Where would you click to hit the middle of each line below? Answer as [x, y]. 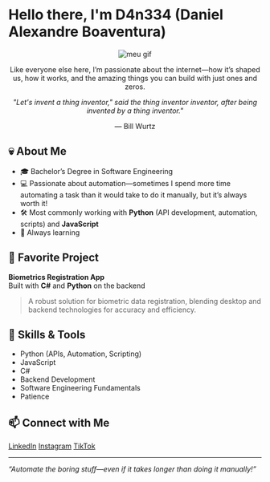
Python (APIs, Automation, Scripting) [81, 354]
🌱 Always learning [50, 232]
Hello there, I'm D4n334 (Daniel [116, 15]
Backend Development [57, 379]
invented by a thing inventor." [135, 111]
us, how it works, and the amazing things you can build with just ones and [135, 78]
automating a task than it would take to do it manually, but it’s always [133, 195]
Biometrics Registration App [57, 277]
